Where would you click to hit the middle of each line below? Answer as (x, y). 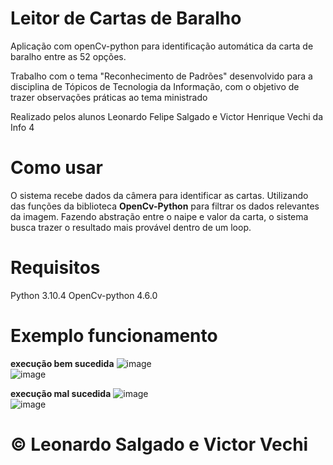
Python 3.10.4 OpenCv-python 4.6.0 (84, 295)
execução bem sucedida (62, 363)
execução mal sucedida (61, 393)
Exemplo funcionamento (114, 336)
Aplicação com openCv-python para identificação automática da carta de (162, 46)
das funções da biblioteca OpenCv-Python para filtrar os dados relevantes (165, 206)
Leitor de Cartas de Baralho (126, 18)
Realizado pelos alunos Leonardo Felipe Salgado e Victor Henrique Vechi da (167, 116)
